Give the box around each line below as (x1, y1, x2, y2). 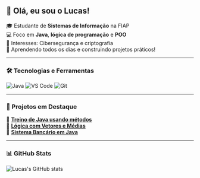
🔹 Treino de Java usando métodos (6, 116, 92, 123)
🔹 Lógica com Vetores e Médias (6, 122, 86, 129)
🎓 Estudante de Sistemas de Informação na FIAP (6, 22, 130, 29)
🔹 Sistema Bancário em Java (6, 129, 79, 136)
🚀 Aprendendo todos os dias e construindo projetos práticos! (6, 46, 156, 53)
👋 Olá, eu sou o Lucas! (6, 6, 90, 16)
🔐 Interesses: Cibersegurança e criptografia (6, 39, 114, 46)
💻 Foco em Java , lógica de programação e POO (6, 31, 127, 38)
